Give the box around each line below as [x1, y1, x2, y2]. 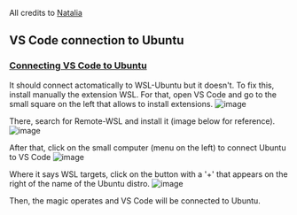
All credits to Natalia [9, 8, 82, 18]
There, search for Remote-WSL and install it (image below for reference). [9, 115, 276, 127]
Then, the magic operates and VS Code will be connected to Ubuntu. [9, 195, 262, 206]
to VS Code [9, 151, 51, 162]
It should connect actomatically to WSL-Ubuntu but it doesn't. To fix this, [9, 80, 275, 90]
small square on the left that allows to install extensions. [9, 98, 214, 109]
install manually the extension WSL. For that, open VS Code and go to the [9, 88, 277, 100]
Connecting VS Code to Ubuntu [9, 59, 148, 72]
